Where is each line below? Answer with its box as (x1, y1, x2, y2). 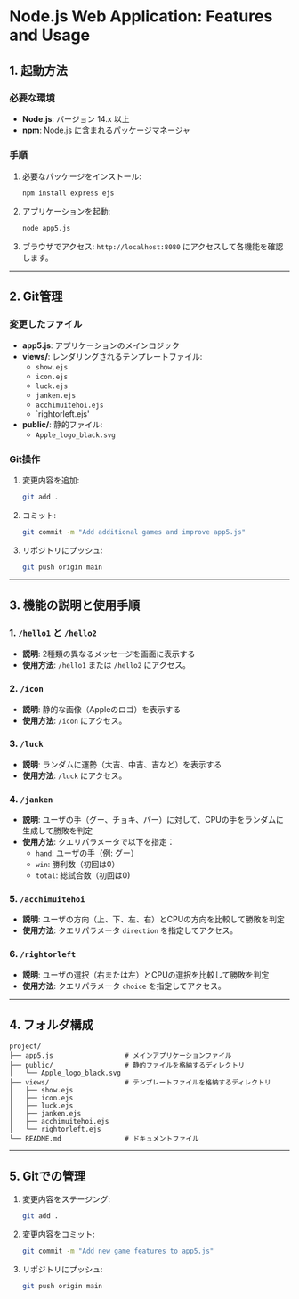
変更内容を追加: (21, 475, 80, 485)
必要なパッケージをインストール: (21, 171, 142, 182)
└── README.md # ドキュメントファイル (9, 1133, 199, 1143)
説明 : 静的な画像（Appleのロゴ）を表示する (21, 703, 182, 714)
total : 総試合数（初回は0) (35, 870, 131, 881)
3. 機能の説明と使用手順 (9, 597, 141, 613)
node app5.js (21, 224, 71, 233)
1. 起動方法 (9, 62, 69, 77)
